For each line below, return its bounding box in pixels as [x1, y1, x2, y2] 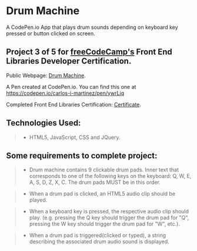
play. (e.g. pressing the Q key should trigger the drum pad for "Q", [29, 214, 189, 222]
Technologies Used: [6, 118, 81, 128]
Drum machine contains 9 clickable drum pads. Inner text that [29, 166, 179, 173]
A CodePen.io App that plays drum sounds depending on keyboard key [6, 24, 178, 31]
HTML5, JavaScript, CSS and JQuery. [29, 134, 121, 141]
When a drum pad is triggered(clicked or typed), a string [29, 232, 166, 239]
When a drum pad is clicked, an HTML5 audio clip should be [29, 190, 175, 197]
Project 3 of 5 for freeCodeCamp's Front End [6, 47, 172, 57]
